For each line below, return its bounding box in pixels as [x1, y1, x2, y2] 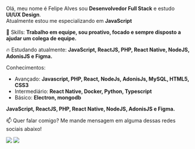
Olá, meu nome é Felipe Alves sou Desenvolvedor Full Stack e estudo [6, 5, 175, 12]
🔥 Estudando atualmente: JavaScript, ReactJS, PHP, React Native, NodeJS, [6, 46, 190, 53]
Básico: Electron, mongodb [14, 94, 82, 101]
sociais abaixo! [6, 126, 42, 132]
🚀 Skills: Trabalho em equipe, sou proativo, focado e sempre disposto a [6, 29, 181, 36]
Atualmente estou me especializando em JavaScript [6, 18, 133, 24]
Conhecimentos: [6, 64, 46, 71]
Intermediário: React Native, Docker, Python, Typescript [14, 88, 152, 95]
